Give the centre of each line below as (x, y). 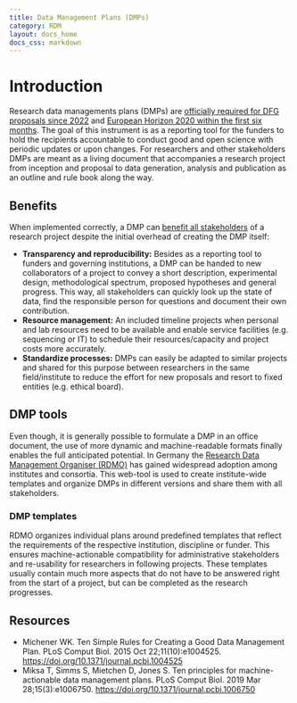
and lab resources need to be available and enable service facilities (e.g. (155, 330)
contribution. (45, 310)
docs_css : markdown (45, 42)
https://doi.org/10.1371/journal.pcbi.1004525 (102, 660)
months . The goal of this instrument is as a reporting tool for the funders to (147, 130)
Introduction (56, 87)
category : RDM (36, 26)
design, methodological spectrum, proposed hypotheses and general (149, 282)
